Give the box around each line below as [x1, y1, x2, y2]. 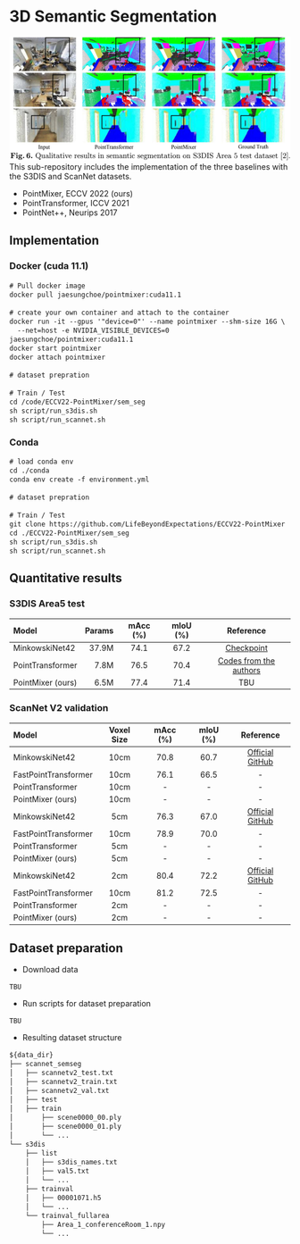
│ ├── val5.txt [25, 1167, 90, 1176]
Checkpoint [225, 643, 268, 654]
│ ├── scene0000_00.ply [9, 1114, 122, 1123]
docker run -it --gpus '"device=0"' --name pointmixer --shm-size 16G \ [9, 317, 286, 326]
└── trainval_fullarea [25, 1212, 110, 1221]
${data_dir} [9, 1051, 54, 1060]
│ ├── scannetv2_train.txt [9, 1078, 118, 1087]
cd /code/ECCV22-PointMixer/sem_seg [9, 397, 146, 406]
